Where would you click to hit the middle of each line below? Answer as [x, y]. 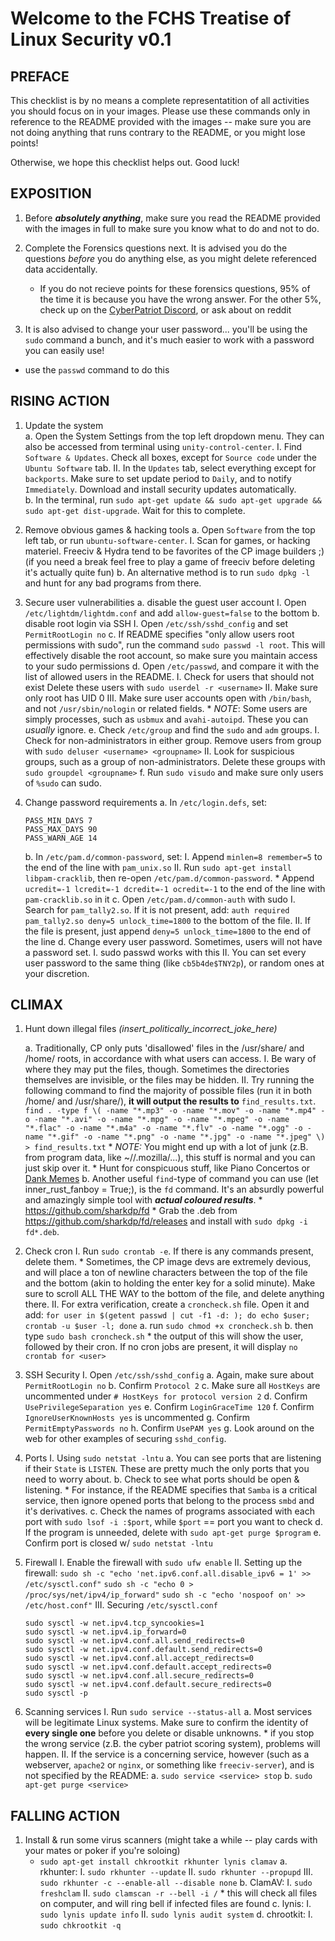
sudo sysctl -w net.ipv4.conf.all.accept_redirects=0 [139, 1658]
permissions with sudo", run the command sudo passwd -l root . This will [175, 644]
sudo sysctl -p [56, 1693]
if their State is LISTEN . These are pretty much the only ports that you [167, 1469]
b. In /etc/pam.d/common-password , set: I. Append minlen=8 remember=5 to [173, 856]
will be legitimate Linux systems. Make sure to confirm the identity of [166, 1723]
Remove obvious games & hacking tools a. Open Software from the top [170, 529]
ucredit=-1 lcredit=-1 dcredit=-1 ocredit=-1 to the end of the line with [175, 888]
